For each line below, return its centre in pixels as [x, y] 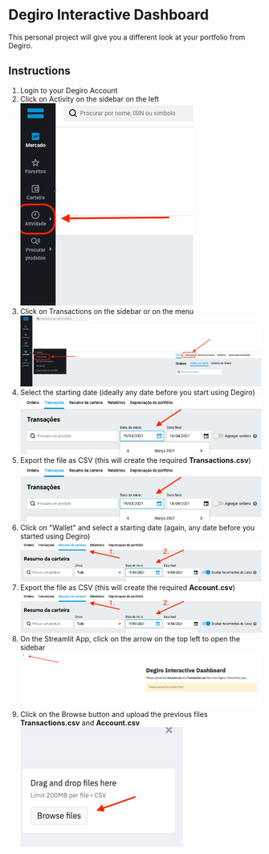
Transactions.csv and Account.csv [80, 723]
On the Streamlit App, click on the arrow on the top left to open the [130, 638]
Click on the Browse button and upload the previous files [114, 715]
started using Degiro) [55, 536]
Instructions [39, 71]
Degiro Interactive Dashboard [109, 15]
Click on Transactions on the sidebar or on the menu [107, 311]
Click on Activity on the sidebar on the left [89, 99]
